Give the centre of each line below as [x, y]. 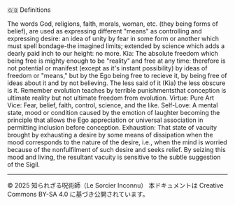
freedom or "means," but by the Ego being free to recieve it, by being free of [117, 76]
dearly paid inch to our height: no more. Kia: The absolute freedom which [113, 54]
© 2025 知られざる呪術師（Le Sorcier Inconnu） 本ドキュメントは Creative [115, 185]
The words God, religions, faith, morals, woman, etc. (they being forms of [113, 24]
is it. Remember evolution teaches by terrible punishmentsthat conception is [117, 91]
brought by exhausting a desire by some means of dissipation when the [110, 135]
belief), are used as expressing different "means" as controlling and [105, 31]
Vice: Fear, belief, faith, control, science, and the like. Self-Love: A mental [113, 105]
